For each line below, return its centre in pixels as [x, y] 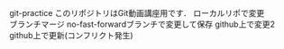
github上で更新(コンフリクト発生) [71, 35]
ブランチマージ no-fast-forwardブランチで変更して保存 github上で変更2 [142, 24]
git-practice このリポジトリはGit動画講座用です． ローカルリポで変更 [137, 13]
